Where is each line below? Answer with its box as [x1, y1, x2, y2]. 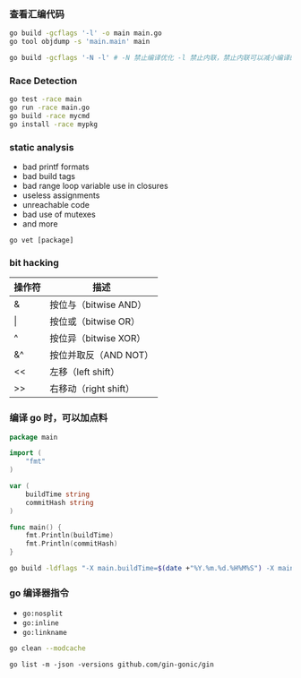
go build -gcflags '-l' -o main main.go [9, 29, 163, 38]
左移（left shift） [49, 365, 120, 378]
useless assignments [21, 190, 100, 201]
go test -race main [9, 95, 82, 104]
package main [9, 433, 58, 442]
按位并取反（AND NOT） [49, 349, 154, 362]
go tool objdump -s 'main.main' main [9, 38, 150, 47]
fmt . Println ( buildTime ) [25, 531, 115, 540]
